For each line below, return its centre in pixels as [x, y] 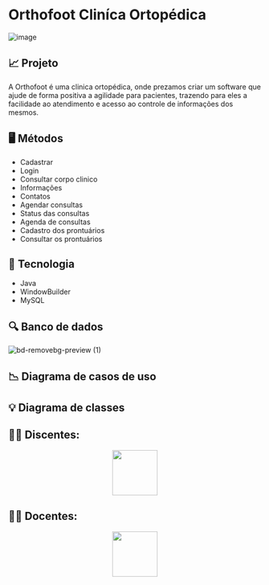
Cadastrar [37, 162]
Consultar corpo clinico [59, 179]
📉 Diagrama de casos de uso [82, 376]
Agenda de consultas [55, 222]
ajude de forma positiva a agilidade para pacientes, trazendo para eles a [128, 95]
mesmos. [23, 112]
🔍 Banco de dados [56, 327]
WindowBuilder [45, 292]
